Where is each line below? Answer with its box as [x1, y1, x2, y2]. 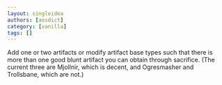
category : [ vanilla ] [7, 23, 68, 30]
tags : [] [7, 29, 33, 37]
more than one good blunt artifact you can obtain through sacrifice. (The [7, 56, 216, 64]
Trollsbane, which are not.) [7, 70, 84, 79]
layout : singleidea [7, 10, 64, 17]
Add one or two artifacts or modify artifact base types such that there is [7, 48, 214, 57]
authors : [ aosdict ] [7, 17, 64, 23]
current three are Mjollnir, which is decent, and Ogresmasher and [7, 63, 194, 71]
